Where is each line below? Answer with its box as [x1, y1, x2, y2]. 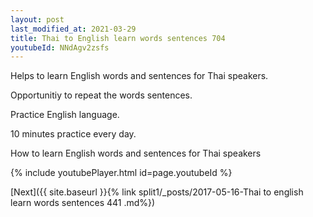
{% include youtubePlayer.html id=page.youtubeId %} [10, 167, 233, 179]
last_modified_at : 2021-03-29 [10, 24, 137, 34]
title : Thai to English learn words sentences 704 [10, 33, 226, 43]
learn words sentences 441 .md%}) [10, 197, 156, 209]
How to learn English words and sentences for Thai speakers [10, 147, 262, 160]
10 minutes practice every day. [10, 128, 137, 140]
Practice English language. [10, 109, 120, 121]
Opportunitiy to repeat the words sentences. [10, 89, 193, 101]
